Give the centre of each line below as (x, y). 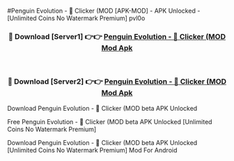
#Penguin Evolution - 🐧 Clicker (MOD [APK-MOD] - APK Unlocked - (104, 11)
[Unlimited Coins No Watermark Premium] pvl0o (76, 18)
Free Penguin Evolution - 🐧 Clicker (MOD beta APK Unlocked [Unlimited (110, 121)
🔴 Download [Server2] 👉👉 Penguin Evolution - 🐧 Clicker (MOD (117, 82)
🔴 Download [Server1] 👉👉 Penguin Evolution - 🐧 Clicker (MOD (117, 36)
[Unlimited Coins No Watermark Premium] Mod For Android (92, 150)
